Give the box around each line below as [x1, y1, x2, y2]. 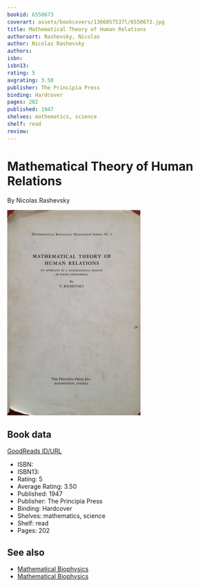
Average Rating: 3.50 [17, 483, 77, 491]
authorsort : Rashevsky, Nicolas [7, 33, 100, 40]
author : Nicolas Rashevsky [7, 40, 85, 48]
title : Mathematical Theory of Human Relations [7, 26, 147, 32]
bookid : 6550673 [7, 11, 54, 18]
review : [7, 128, 30, 135]
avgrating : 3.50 [7, 77, 54, 84]
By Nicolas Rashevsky [7, 196, 70, 204]
